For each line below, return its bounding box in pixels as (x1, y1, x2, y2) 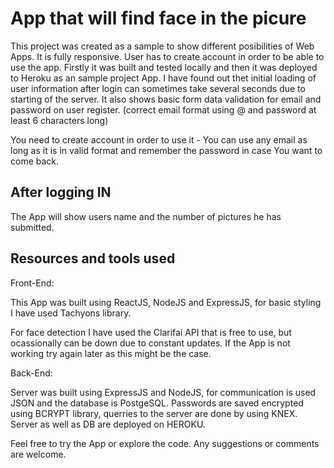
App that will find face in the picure (10, 7, 307, 30)
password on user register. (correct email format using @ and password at (10, 103, 317, 116)
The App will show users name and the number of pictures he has (10, 210, 282, 222)
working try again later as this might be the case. (10, 347, 212, 359)
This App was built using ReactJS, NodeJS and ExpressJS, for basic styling (10, 296, 322, 308)
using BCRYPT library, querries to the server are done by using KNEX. (10, 407, 298, 419)
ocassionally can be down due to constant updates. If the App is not (10, 337, 291, 349)
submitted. (10, 221, 55, 233)
